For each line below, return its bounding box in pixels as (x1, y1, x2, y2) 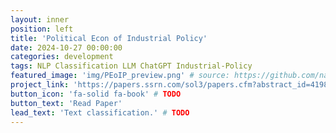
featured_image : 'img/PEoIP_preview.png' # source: (10, 71, 230, 81)
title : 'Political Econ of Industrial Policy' (10, 33, 208, 43)
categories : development (10, 52, 114, 62)
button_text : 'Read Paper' (10, 98, 123, 108)
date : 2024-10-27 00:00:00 (10, 42, 123, 53)
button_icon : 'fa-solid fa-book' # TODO (10, 89, 182, 99)
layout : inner (10, 14, 70, 25)
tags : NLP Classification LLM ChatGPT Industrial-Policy (10, 61, 253, 71)
